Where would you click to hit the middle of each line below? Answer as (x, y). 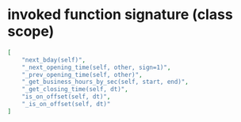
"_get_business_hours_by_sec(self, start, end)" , (105, 82)
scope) (31, 31)
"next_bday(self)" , (54, 60)
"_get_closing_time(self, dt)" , (75, 90)
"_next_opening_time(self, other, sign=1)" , (96, 67)
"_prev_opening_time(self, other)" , (82, 74)
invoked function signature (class (120, 15)
